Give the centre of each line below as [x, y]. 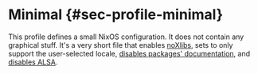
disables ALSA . [33, 62]
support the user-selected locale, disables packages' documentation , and [129, 53]
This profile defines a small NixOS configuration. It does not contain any [126, 37]
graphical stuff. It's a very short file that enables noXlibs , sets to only [121, 45]
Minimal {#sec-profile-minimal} [116, 15]
